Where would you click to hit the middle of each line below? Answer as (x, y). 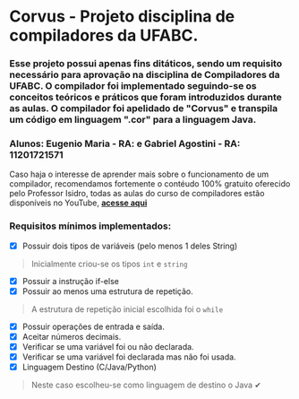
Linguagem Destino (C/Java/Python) (89, 367)
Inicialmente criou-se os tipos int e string (109, 264)
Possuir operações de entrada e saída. (94, 326)
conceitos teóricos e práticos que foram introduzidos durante (145, 98)
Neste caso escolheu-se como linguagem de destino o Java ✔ (146, 385)
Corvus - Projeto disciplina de (122, 17)
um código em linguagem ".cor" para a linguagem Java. (133, 120)
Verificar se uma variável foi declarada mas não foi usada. (129, 357)
